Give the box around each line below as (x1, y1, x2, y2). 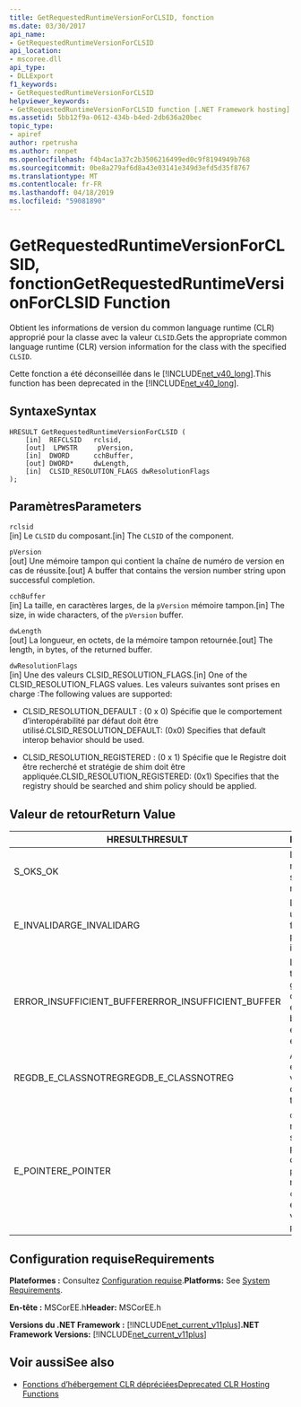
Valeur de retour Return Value (9, 807, 176, 822)
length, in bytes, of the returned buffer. (9, 644, 152, 655)
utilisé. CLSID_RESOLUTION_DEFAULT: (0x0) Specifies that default (21, 725, 266, 736)
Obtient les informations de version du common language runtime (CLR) (9, 322, 275, 333)
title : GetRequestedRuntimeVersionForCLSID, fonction (9, 13, 215, 22)
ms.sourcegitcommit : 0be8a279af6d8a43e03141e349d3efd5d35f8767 (9, 163, 251, 172)
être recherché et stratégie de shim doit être (21, 762, 185, 773)
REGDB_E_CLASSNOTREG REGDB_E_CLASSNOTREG (13, 1071, 235, 1084)
